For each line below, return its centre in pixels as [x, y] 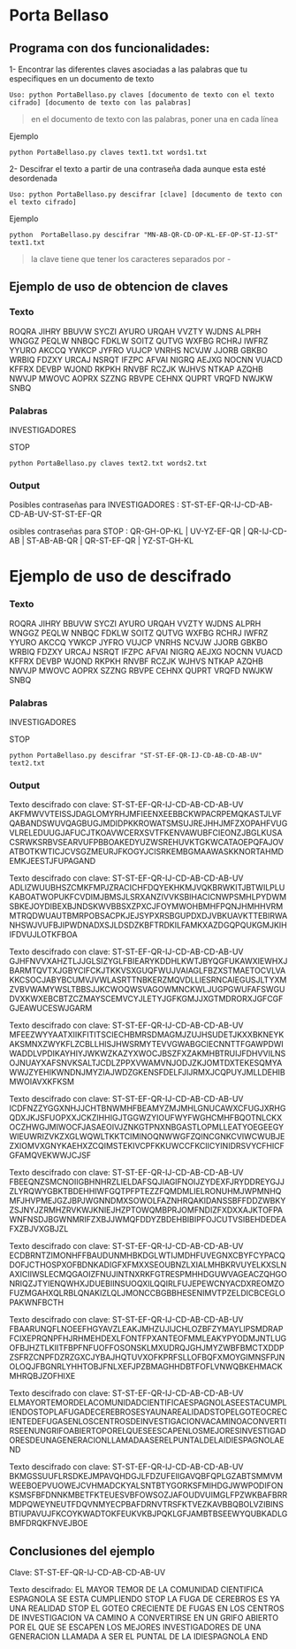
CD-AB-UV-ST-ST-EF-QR [55, 514]
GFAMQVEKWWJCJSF [50, 1155]
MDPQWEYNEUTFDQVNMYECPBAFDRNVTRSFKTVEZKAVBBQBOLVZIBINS [147, 1505]
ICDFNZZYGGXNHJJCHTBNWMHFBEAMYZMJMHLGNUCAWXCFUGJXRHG [148, 1108]
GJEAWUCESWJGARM [51, 1008]
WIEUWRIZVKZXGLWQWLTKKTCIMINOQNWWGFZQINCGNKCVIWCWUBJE [147, 1137]
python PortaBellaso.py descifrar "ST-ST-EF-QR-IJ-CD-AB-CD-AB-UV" [136, 756]
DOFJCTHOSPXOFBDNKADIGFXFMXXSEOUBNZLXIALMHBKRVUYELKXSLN [148, 1265]
